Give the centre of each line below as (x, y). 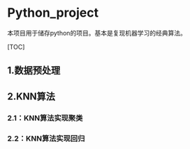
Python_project (53, 13)
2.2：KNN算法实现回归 (46, 139)
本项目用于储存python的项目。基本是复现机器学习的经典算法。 (97, 33)
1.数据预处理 (34, 71)
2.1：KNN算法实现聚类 (45, 118)
